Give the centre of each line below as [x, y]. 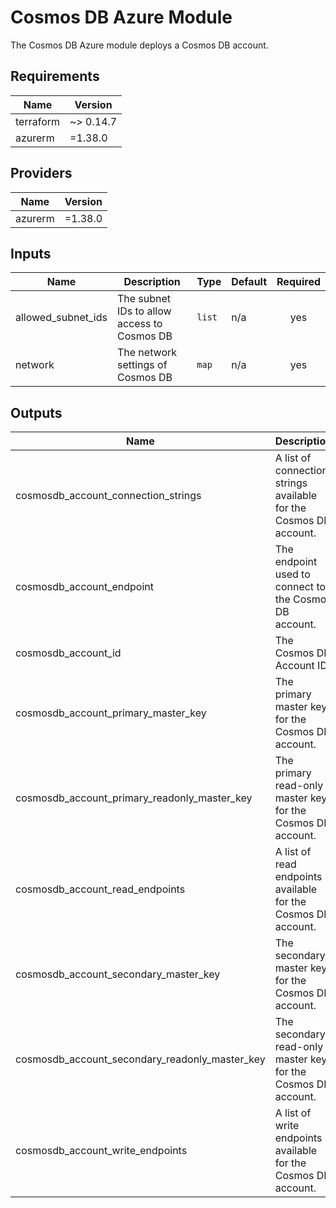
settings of [142, 365]
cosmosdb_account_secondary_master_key [118, 974]
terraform [38, 121]
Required [298, 282]
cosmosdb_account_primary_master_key [111, 713]
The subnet [144, 299]
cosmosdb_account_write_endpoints [101, 1151]
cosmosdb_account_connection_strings [108, 496]
